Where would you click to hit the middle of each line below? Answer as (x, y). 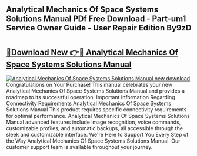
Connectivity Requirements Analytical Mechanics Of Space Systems (89, 103)
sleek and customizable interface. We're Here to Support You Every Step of (97, 135)
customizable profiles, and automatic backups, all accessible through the (95, 128)
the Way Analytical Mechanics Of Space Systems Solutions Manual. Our (93, 141)
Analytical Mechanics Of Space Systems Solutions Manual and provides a (96, 91)
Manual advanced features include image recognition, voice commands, (94, 122)
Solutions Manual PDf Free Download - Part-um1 (96, 19)
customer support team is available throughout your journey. (79, 147)
